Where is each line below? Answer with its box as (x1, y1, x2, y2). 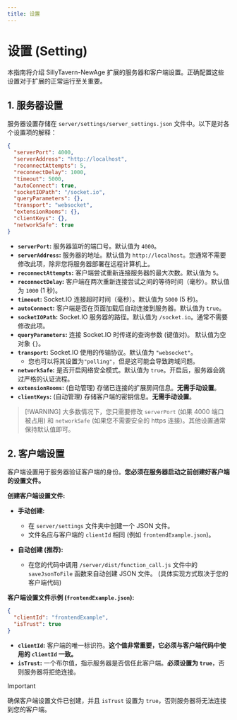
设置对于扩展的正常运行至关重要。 (7, 76, 107, 85)
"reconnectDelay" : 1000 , (13, 168, 87, 176)
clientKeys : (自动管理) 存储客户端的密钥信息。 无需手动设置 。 (17, 392, 196, 401)
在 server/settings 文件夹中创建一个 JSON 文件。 (28, 522, 174, 530)
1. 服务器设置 (7, 99, 63, 111)
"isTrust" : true (13, 621, 61, 628)
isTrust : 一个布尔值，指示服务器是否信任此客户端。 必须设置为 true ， (17, 658, 219, 667)
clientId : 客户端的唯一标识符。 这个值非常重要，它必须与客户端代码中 (17, 641, 220, 649)
